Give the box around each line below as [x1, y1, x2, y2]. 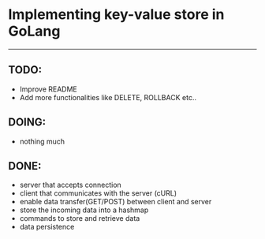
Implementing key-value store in [8, 6, 225, 24]
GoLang [8, 22, 61, 40]
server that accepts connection [19, 180, 122, 190]
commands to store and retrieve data [19, 214, 140, 223]
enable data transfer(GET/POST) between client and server [19, 197, 212, 207]
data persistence [19, 222, 75, 232]
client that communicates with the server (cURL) [19, 189, 177, 198]
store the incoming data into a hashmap [19, 205, 149, 215]
